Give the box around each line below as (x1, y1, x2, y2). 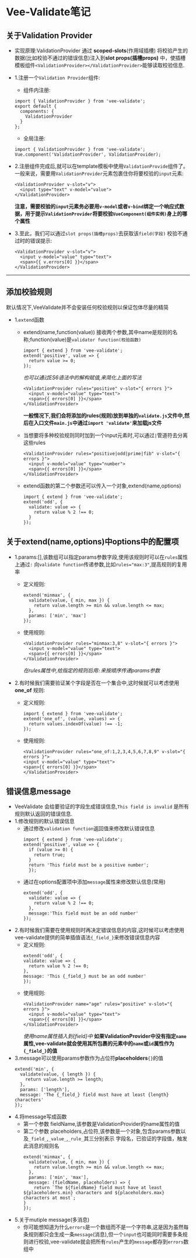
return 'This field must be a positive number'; (28, 862, 149, 868)
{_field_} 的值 (23, 1047, 58, 1054)
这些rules (23, 439, 46, 446)
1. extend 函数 (14, 316, 45, 323)
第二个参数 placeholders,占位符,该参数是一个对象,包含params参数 (23, 1128, 181, 1135)
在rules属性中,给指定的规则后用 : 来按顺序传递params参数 (23, 666, 160, 673)
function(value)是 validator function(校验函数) (30, 336, 142, 343)
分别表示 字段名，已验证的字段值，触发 (93, 1135, 188, 1142)
